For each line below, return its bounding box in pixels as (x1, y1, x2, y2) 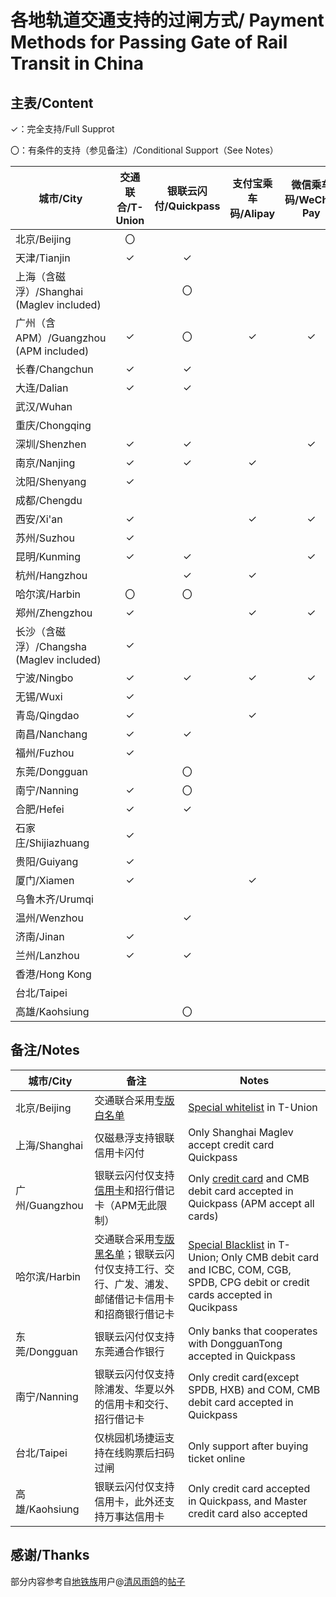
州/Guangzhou (15, 1198, 84, 1212)
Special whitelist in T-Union (188, 1100, 318, 1114)
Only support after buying (188, 1439, 309, 1453)
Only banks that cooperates (188, 1324, 318, 1338)
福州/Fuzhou (15, 746, 75, 760)
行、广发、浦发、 (94, 1277, 175, 1291)
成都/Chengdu (15, 494, 83, 507)
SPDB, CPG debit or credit (188, 1275, 310, 1289)
